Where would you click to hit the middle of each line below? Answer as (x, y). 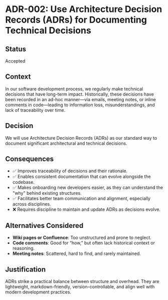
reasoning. (24, 248)
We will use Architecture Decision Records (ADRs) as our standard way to (81, 138)
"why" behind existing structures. (47, 193)
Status (16, 49)
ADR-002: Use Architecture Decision (84, 9)
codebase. (24, 182)
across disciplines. (32, 204)
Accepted (15, 61)
